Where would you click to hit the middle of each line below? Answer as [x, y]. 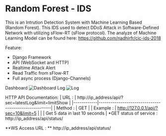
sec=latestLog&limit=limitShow [37, 102]
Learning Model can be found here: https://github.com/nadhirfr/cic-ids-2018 [83, 38]
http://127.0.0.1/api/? [138, 108]
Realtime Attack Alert [34, 68]
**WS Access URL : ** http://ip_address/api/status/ [58, 128]
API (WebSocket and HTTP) [41, 62]
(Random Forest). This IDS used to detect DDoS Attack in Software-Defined [82, 27]
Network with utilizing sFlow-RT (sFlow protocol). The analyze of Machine [81, 33]
